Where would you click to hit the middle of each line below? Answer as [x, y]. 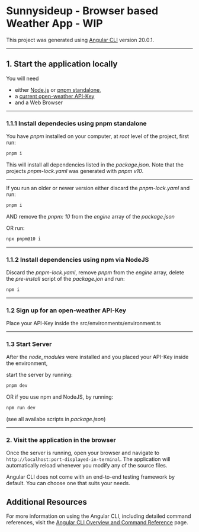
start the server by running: [39, 375]
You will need [23, 78]
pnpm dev [17, 386]
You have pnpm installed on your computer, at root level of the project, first [98, 136]
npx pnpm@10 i [24, 239]
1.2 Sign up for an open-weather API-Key [66, 310]
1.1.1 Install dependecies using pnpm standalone [76, 123]
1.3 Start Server [29, 344]
